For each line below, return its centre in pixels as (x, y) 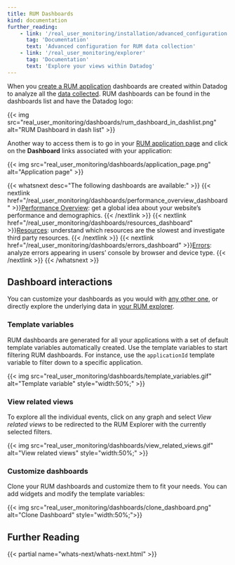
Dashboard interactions (60, 282)
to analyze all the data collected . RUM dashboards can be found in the (109, 93)
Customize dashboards (48, 471)
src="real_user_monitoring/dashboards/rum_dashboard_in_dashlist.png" (112, 122)
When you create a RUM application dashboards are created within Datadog (117, 86)
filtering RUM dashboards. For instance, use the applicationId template (111, 355)
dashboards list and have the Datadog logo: (70, 101)
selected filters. (30, 432)
